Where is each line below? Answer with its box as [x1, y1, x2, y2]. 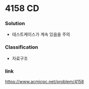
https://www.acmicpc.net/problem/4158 [5, 79, 84, 85]
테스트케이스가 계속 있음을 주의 [12, 32, 70, 38]
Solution [5, 20, 25, 27]
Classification [5, 44, 38, 51]
